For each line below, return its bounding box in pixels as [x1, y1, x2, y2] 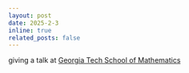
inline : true [8, 26, 52, 34]
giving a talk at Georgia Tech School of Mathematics [8, 56, 181, 65]
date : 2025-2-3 [8, 19, 59, 27]
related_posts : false [8, 33, 81, 42]
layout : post [8, 11, 52, 20]
